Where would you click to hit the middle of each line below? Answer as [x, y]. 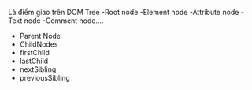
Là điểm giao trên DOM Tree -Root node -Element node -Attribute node [124, 12]
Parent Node [40, 36]
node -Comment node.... [64, 21]
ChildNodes [39, 44]
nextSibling [38, 69]
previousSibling [45, 78]
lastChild [34, 61]
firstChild [34, 52]
